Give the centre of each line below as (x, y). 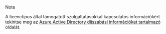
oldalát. (13, 27)
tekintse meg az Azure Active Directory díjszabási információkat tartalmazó (83, 22)
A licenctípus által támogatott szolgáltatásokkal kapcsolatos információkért (83, 17)
